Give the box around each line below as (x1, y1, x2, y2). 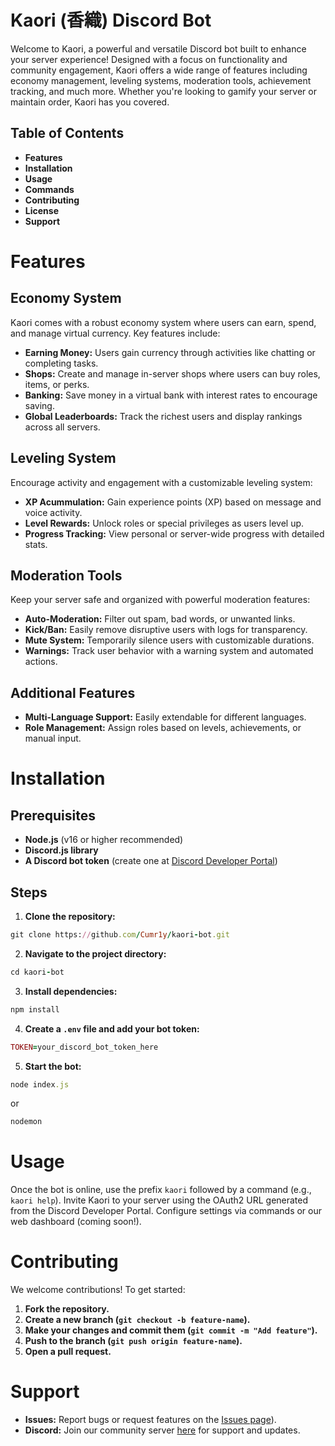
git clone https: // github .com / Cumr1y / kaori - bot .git (10, 930, 230, 940)
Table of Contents (10, 125, 125, 142)
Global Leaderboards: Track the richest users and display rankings (24, 410, 303, 422)
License (24, 204, 59, 216)
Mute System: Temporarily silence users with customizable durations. (24, 634, 315, 646)
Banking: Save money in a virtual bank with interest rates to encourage (24, 389, 318, 401)
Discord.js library (24, 844, 99, 856)
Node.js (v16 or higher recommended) (24, 834, 184, 846)
